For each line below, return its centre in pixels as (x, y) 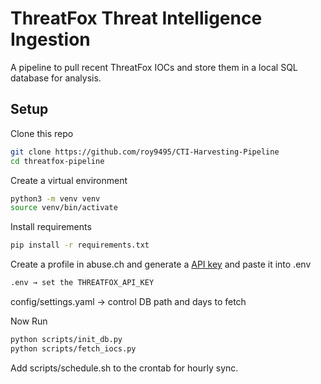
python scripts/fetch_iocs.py (73, 348)
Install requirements (51, 227)
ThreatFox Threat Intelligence (136, 18)
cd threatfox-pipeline (57, 161)
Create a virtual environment (69, 180)
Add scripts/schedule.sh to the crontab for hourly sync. (124, 368)
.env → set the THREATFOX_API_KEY (82, 283)
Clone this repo (42, 133)
